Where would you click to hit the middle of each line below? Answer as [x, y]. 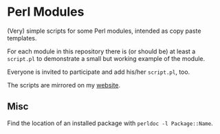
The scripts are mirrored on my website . [64, 85]
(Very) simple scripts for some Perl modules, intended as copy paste [104, 31]
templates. [22, 38]
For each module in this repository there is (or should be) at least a [101, 51]
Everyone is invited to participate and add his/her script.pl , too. [99, 72]
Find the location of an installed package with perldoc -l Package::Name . [110, 123]
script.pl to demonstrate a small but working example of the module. [106, 58]
